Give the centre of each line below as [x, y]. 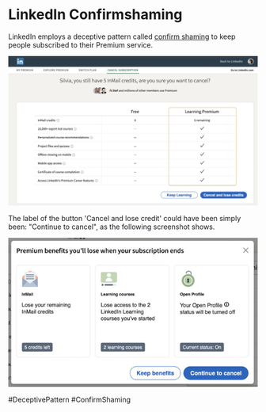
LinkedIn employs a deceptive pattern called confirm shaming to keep [122, 36]
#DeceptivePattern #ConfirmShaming [69, 400]
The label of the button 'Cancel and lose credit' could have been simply [125, 218]
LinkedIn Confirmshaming [95, 15]
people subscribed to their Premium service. [81, 44]
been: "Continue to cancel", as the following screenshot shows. [112, 227]
